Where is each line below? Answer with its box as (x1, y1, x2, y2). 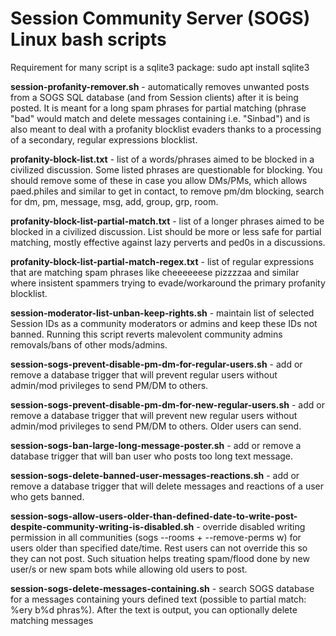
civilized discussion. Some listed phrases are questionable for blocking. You (10, 163, 323, 176)
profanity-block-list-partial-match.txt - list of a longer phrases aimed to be (10, 215, 325, 227)
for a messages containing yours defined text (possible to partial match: (10, 593, 307, 605)
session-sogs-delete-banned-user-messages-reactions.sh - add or (10, 469, 300, 481)
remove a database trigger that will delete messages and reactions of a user (10, 480, 324, 492)
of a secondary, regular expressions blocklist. (10, 133, 198, 146)
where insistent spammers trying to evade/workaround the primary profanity (10, 277, 326, 289)
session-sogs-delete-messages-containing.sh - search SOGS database (10, 582, 315, 594)
